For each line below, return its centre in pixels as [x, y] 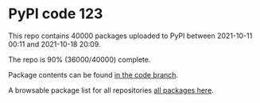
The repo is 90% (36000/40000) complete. [80, 59]
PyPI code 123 [56, 14]
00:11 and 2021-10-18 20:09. [54, 44]
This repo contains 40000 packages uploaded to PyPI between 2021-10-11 [130, 36]
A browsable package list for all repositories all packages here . [111, 90]
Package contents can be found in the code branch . [93, 74]
